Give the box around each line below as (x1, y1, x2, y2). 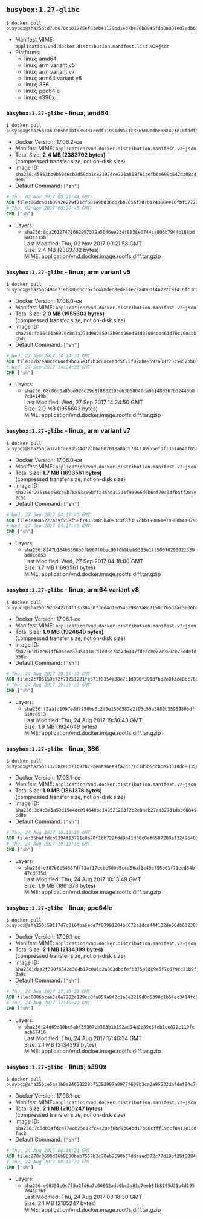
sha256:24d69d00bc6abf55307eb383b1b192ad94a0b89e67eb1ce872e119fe (24, 1024, 195, 1030)
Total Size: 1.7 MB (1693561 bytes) (14, 469, 102, 476)
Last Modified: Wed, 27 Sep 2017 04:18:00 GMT (24, 558, 144, 565)
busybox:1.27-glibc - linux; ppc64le (6, 904, 113, 912)
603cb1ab (24, 234, 47, 241)
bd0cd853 (24, 552, 47, 558)
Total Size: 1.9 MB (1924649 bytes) (14, 628, 104, 635)
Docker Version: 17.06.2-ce (14, 138, 83, 146)
